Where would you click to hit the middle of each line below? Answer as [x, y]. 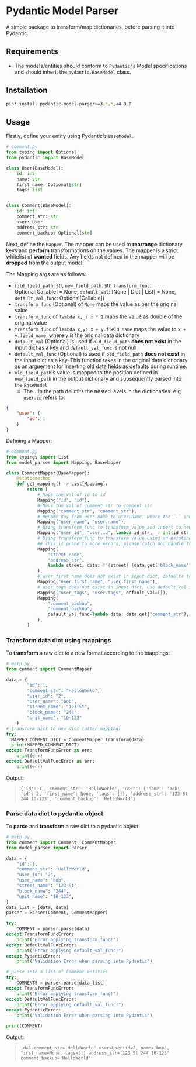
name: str [29, 179]
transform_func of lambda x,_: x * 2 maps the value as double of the [98, 316]
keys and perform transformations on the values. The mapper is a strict [92, 250]
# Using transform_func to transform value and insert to [109, 528]
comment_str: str [38, 216]
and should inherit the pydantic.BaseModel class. [73, 72]
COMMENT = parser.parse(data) [53, 929]
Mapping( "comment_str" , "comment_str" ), [87, 511]
